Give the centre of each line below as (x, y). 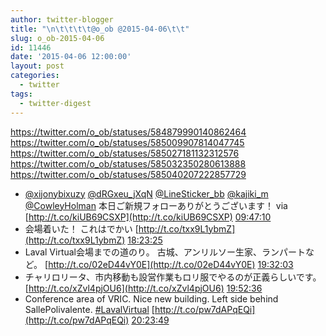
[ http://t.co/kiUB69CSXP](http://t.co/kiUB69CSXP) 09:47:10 (148, 217)
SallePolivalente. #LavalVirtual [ (89, 309)
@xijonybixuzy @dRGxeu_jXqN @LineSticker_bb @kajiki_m (146, 193)
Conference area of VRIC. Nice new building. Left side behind (151, 298)
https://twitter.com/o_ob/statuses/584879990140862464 (128, 132)
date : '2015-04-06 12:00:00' (71, 57)
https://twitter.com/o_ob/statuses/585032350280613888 (128, 163)
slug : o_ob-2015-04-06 (57, 38)
